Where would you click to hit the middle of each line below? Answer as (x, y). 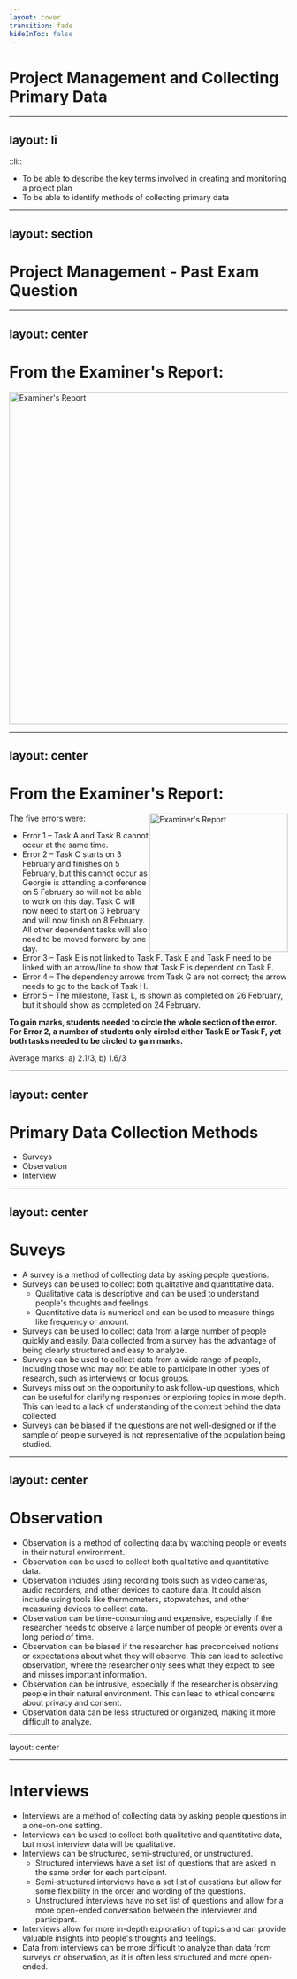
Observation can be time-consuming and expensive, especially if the (147, 1618)
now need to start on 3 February (80, 911)
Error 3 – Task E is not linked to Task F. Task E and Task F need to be (147, 958)
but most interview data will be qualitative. (99, 1844)
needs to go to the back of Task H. (85, 986)
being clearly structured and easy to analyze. (104, 1350)
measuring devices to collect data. (85, 1609)
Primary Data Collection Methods (134, 1132)
